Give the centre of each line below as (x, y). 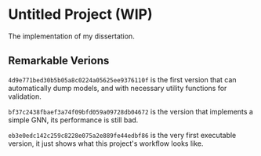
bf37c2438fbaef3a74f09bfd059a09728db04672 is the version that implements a (130, 111)
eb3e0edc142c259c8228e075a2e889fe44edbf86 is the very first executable (122, 135)
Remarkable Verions (59, 61)
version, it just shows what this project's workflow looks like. (106, 143)
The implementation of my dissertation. (71, 36)
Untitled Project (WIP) (80, 15)
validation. (25, 96)
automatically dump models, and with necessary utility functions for (118, 88)
